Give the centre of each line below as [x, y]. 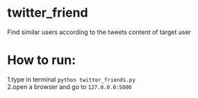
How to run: [42, 60]
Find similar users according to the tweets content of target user [99, 32]
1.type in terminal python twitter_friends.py [71, 79]
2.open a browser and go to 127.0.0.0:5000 [69, 87]
